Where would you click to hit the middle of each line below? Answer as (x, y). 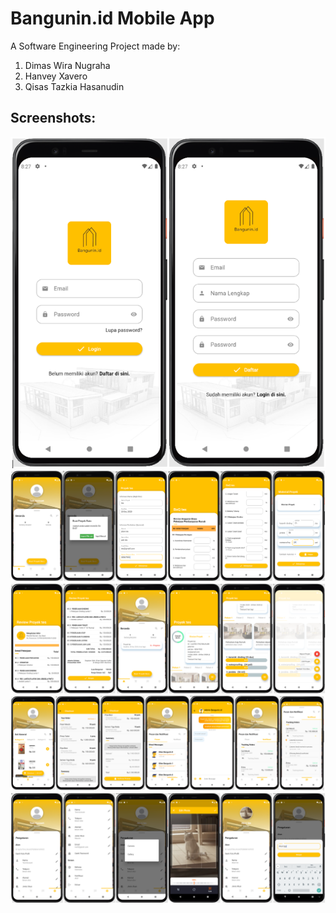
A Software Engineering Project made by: (95, 46)
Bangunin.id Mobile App (112, 18)
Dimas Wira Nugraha (67, 65)
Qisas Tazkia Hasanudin (74, 86)
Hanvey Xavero (56, 76)
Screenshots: (53, 118)
